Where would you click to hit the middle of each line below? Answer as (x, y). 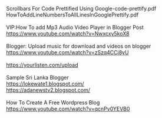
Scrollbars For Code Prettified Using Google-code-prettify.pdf (81, 9)
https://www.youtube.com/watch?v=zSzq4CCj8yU (67, 52)
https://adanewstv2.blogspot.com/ (48, 90)
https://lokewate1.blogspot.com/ (45, 84)
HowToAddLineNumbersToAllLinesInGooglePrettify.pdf (72, 15)
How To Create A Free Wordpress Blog (53, 102)
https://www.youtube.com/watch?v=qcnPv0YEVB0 (68, 109)
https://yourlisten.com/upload (42, 65)
